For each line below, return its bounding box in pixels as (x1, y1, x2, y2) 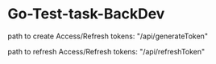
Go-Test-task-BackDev (7, 5, 165, 23)
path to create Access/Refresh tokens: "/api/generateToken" (7, 31, 209, 41)
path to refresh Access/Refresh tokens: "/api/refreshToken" (7, 46, 206, 56)
